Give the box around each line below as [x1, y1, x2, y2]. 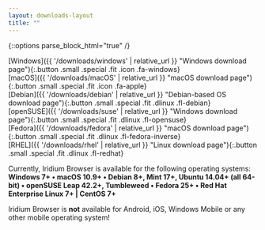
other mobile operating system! [8, 213, 111, 222]
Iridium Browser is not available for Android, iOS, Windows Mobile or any [8, 204, 245, 213]
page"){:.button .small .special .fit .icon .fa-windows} [8, 64, 180, 74]
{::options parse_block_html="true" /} [8, 40, 131, 50]
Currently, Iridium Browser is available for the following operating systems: [8, 164, 252, 173]
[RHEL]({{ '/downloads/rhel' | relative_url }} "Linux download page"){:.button [8, 140, 258, 149]
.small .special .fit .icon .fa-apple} [38, 81, 148, 91]
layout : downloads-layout [8, 11, 93, 20]
